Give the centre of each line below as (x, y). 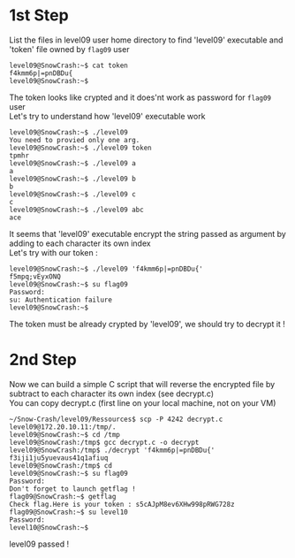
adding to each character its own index (80, 243)
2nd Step (43, 360)
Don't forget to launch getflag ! (73, 489)
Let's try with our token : (54, 252)
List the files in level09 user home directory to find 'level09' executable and (146, 40)
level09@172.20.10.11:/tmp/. (63, 427)
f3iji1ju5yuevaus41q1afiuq (59, 458)
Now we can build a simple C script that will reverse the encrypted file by (142, 384)
